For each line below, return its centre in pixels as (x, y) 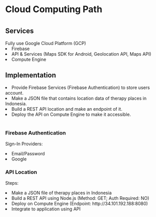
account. (14, 93)
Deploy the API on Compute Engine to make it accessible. (71, 114)
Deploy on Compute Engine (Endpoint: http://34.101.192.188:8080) (80, 204)
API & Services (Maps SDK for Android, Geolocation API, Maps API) (82, 54)
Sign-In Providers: (24, 144)
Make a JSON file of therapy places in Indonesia (62, 193)
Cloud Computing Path (54, 9)
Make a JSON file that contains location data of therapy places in (79, 98)
